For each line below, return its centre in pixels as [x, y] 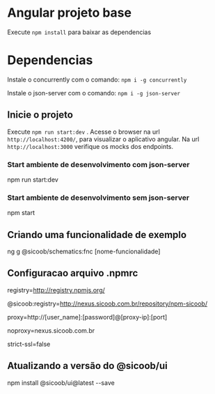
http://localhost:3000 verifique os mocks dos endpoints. [90, 146]
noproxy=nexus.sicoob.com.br [51, 330]
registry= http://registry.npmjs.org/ [56, 290]
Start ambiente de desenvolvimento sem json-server [98, 198]
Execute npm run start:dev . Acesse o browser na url [83, 132]
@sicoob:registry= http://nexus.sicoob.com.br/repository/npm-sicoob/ [107, 304]
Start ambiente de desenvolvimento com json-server [98, 164]
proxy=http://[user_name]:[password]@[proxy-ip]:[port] [87, 317]
